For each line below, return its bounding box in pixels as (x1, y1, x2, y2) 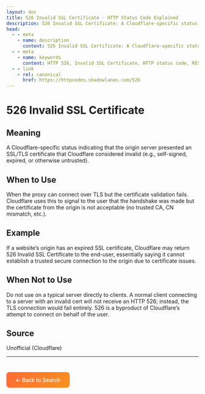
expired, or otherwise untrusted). (6, 157, 90, 164)
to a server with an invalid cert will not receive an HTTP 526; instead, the (6, 297, 189, 305)
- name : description (17, 37, 70, 43)
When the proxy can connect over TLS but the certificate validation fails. (6, 191, 189, 198)
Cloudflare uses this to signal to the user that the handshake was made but (6, 197, 195, 205)
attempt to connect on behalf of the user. (6, 310, 110, 318)
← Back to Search (15, 376, 61, 384)
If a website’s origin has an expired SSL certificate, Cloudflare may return (6, 244, 190, 251)
